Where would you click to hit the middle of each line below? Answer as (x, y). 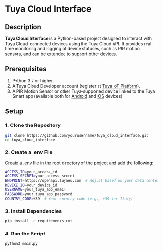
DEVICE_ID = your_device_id (31, 185)
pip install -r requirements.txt (39, 221)
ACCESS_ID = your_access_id (31, 172)
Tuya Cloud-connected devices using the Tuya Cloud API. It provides (74, 44)
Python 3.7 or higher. (33, 80)
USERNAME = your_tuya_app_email (36, 190)
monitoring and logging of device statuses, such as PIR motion (77, 49)
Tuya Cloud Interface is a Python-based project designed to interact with (78, 38)
